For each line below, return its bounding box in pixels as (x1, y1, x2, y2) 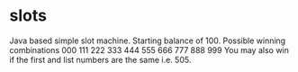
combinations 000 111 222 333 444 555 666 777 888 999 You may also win (9, 44, 290, 55)
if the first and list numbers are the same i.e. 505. (9, 54, 192, 65)
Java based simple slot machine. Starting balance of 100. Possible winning (9, 35, 286, 46)
